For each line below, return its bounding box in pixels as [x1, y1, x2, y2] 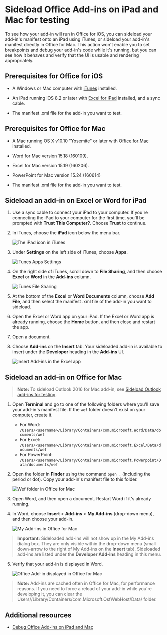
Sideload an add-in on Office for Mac [5, 373, 122, 381]
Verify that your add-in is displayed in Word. [12, 561, 103, 567]
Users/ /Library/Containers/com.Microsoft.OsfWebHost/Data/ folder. [17, 596, 157, 602]
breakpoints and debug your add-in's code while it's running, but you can [5, 47, 157, 53]
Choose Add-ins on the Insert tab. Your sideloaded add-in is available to [12, 344, 163, 350]
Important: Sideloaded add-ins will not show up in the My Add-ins [17, 535, 154, 541]
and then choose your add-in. [12, 516, 74, 522]
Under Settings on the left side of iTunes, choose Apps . [12, 249, 128, 255]
